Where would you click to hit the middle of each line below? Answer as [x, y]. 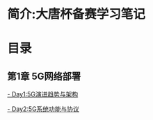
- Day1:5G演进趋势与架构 [43, 94]
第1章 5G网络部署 [44, 76]
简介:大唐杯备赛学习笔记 [76, 14]
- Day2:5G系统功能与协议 [43, 109]
